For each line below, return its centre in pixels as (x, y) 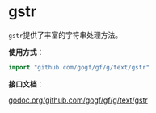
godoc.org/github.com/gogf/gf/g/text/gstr (78, 100)
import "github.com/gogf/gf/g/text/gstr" (79, 67)
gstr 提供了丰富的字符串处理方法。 (65, 35)
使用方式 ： (26, 52)
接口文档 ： (26, 84)
